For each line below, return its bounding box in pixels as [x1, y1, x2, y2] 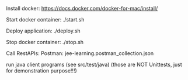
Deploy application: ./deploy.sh [6, 27, 81, 34]
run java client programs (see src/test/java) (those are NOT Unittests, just [6, 61, 182, 68]
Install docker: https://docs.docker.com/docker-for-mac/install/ [6, 5, 158, 12]
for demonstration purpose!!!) [6, 67, 77, 74]
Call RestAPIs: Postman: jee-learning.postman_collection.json [6, 50, 154, 57]
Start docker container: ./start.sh [6, 16, 85, 23]
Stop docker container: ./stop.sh [6, 39, 83, 45]
